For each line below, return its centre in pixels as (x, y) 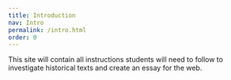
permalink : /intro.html (47, 30)
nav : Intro (26, 23)
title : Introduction (42, 15)
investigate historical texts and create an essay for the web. (105, 68)
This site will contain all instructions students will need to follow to (116, 60)
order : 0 (23, 37)
